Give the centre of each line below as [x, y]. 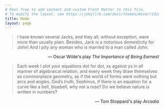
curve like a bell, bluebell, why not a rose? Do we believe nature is [83, 87]
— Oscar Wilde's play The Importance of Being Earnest [103, 57]
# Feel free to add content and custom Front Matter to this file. [75, 9]
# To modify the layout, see [35, 14]
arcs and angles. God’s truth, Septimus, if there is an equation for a [84, 82]
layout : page [18, 23]
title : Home [17, 18]
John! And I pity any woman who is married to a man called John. [83, 47]
